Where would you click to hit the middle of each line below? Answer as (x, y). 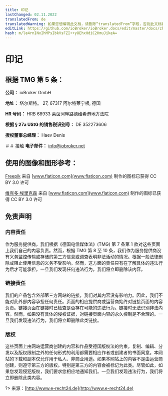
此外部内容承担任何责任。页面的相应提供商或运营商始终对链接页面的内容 (88, 301)
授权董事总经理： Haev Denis (35, 135)
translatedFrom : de (25, 19)
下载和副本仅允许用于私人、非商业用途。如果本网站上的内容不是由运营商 (88, 359)
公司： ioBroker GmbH (28, 92)
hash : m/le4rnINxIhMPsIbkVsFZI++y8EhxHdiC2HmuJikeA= (61, 33)
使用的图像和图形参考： (41, 163)
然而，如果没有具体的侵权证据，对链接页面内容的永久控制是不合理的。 (86, 314)
